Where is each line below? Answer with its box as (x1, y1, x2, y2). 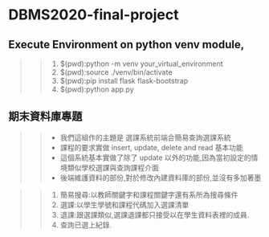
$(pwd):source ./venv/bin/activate (59, 67, 173, 77)
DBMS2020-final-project (8, 6, 179, 24)
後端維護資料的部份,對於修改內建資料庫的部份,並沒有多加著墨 (59, 173, 262, 182)
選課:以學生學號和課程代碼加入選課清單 (59, 199, 190, 210)
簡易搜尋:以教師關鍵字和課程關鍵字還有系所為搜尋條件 (59, 190, 238, 199)
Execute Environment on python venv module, (8, 38, 245, 51)
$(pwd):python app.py (59, 84, 134, 94)
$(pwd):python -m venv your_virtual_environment (59, 59, 223, 68)
